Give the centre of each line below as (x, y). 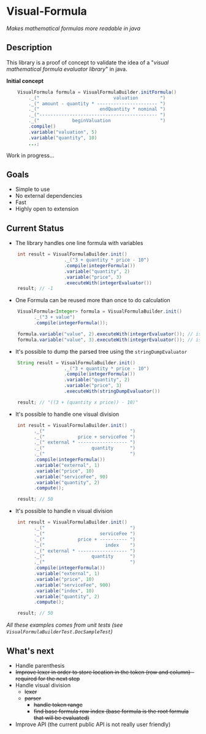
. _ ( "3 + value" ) (54, 318)
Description (29, 48)
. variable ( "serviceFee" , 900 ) (72, 585)
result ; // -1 (35, 289)
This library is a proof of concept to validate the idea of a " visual (88, 62)
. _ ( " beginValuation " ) (97, 121)
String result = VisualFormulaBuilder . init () (77, 363)
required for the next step (48, 678)
